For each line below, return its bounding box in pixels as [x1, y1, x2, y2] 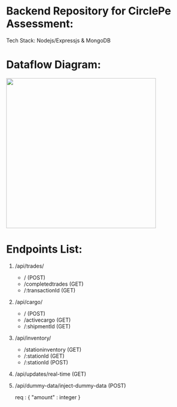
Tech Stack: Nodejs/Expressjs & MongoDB [6, 37, 111, 44]
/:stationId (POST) [23, 358, 69, 366]
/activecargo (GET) [23, 316, 71, 324]
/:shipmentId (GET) [23, 322, 71, 330]
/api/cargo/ [14, 298, 43, 306]
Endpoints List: [6, 243, 83, 256]
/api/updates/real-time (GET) [14, 370, 87, 378]
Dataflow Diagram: [6, 58, 102, 71]
